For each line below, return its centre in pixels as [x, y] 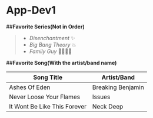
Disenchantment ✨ [52, 38]
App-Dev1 [31, 10]
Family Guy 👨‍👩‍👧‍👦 [51, 51]
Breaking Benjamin [118, 87]
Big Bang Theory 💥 [53, 44]
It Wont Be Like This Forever [48, 106]
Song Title [48, 77]
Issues [101, 97]
